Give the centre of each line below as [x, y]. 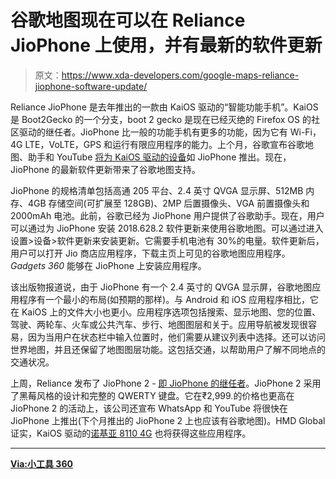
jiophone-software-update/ [91, 86]
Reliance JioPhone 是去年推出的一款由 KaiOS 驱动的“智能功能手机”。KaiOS [164, 107]
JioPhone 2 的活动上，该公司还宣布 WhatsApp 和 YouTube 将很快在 [149, 408]
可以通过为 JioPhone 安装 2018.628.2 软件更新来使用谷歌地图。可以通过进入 [167, 228]
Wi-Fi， [305, 132]
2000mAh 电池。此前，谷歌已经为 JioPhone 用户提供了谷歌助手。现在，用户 [167, 215]
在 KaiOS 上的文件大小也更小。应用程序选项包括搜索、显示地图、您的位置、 [166, 312]
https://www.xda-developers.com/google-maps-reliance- [180, 75]
